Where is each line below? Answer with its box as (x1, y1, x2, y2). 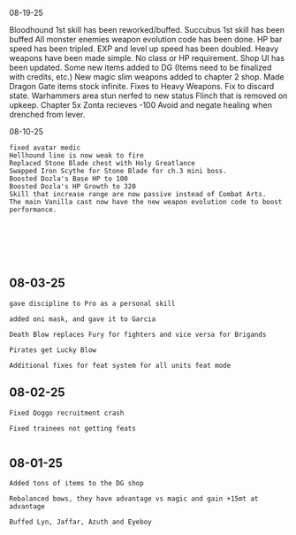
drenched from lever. (9, 110, 86, 119)
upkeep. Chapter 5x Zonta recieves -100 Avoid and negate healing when (9, 100, 272, 110)
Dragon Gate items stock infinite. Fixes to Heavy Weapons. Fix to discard (9, 81, 275, 91)
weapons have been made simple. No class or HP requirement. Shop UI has (9, 53, 285, 63)
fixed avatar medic (9, 143, 81, 152)
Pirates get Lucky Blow (9, 345, 97, 355)
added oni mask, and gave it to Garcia (9, 314, 156, 324)
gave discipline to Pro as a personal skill (9, 299, 176, 308)
